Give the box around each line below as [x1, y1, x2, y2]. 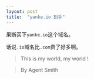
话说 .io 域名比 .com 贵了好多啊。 [6, 43, 82, 50]
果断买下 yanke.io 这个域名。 [6, 30, 74, 38]
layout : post [6, 8, 38, 15]
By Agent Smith [20, 66, 59, 73]
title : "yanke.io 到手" [6, 14, 65, 20]
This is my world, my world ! [20, 55, 89, 62]
